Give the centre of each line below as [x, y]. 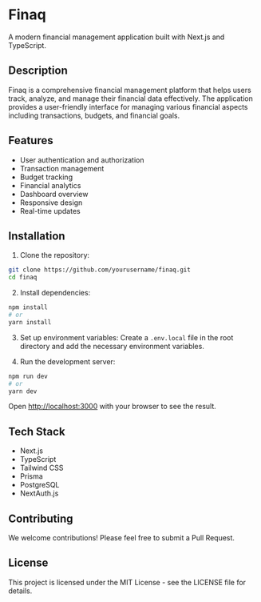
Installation [37, 236]
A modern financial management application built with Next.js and [117, 37]
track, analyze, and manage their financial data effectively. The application [130, 98]
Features [31, 140]
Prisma [32, 476]
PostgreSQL [40, 485]
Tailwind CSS [42, 468]
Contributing [41, 518]
